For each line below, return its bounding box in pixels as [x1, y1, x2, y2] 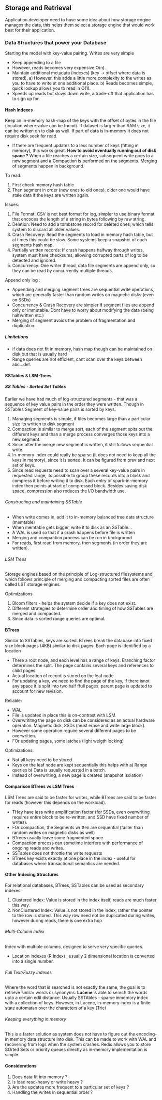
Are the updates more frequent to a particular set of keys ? [12, 1084, 129, 1090]
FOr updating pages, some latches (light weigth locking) [12, 738, 124, 744]
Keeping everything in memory [5, 1016, 66, 1022]
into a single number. [12, 958, 54, 964]
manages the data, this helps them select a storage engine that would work [5, 22, 155, 28]
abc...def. [12, 362, 31, 367]
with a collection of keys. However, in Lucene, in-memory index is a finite [5, 1000, 151, 1006]
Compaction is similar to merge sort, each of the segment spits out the [12, 426, 153, 432]
